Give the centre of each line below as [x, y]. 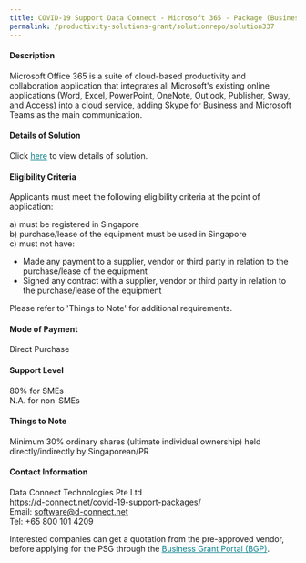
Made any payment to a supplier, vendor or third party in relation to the [155, 262]
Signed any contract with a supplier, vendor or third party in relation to [154, 281]
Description [32, 56]
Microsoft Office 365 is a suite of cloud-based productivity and [127, 76]
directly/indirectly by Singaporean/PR [79, 451]
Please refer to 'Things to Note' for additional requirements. [121, 308]
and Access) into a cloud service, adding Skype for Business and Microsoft [150, 105]
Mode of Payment [44, 328]
